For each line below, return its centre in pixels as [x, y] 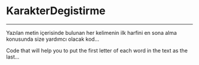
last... [13, 57]
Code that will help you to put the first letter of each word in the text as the [97, 50]
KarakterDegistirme [56, 11]
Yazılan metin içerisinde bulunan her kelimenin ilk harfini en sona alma [92, 32]
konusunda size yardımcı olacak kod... [53, 39]
